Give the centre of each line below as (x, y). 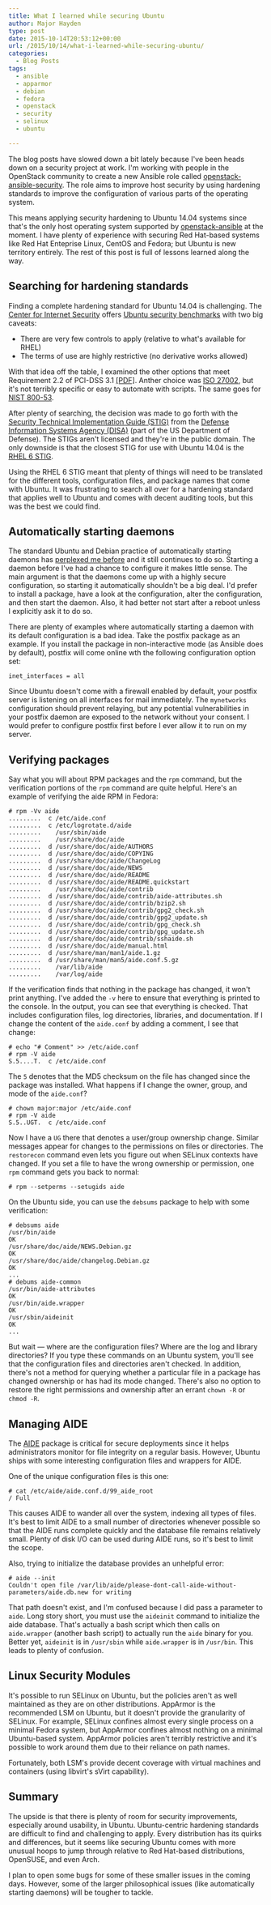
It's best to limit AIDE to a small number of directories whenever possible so (134, 1522)
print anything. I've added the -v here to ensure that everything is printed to (134, 998)
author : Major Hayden (45, 23)
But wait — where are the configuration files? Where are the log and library (133, 1347)
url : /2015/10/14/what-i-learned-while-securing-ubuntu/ (106, 46)
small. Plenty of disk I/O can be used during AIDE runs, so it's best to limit (131, 1539)
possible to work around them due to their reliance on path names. (119, 1747)
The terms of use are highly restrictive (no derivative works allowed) (134, 356)
